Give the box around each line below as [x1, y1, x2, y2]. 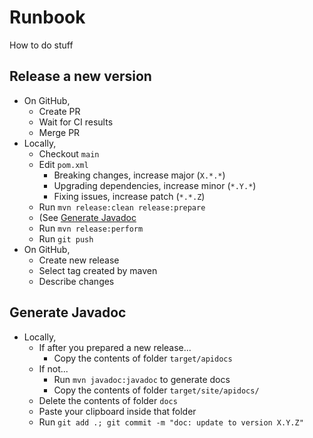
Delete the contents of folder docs [38, 394, 178, 406]
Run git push [38, 232, 94, 245]
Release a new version [9, 68, 152, 85]
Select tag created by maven [38, 264, 158, 276]
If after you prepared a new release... [38, 341, 192, 353]
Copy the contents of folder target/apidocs [53, 352, 233, 364]
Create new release [38, 254, 120, 266]
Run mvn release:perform [38, 222, 144, 234]
